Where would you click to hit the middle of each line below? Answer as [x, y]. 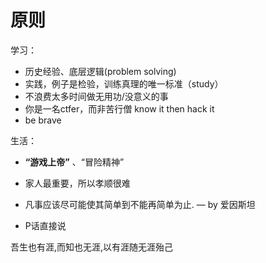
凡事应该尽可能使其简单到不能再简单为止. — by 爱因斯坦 [140, 204]
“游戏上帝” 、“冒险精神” [74, 162]
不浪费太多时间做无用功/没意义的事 [96, 96]
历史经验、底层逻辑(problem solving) [100, 71]
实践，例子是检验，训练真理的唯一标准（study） [124, 83]
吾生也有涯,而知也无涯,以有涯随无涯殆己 [92, 247]
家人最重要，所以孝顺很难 [77, 183]
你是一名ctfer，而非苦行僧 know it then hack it [119, 108]
